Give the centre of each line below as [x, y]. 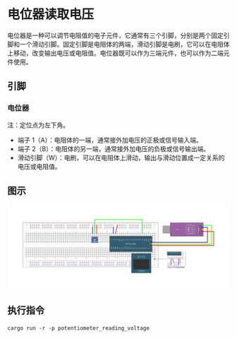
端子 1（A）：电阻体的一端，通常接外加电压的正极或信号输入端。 [110, 140]
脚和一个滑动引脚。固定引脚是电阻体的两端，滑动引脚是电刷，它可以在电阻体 [119, 44]
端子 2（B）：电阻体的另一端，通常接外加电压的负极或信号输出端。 [114, 148]
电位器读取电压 [51, 14]
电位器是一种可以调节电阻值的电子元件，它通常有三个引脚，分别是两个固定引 [119, 35]
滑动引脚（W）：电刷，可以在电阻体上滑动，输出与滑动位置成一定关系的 [121, 157]
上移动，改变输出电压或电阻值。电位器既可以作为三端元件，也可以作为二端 [115, 53]
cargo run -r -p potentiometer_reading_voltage [79, 328]
